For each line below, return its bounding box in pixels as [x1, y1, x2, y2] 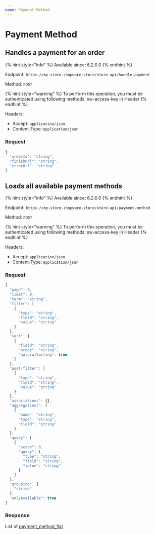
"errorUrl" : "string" [9, 163, 54, 168]
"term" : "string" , [9, 297, 48, 302]
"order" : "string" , [18, 347, 58, 352]
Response [5, 512, 30, 519]
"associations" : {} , [9, 399, 52, 404]
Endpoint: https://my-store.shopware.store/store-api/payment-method [5, 205, 150, 211]
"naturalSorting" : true [18, 352, 68, 357]
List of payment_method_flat [5, 523, 63, 529]
